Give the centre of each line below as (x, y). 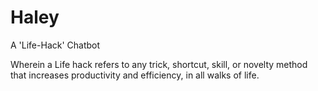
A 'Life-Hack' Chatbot (55, 45)
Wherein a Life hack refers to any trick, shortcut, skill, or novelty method (159, 64)
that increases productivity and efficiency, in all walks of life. (135, 75)
